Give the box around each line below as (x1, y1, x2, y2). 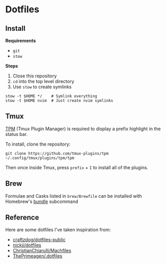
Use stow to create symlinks (12, 84, 72, 90)
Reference (5, 213, 39, 222)
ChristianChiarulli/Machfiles (12, 248, 72, 254)
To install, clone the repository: (5, 141, 71, 147)
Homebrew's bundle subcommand (5, 198, 78, 205)
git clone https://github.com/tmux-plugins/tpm (5, 151, 109, 156)
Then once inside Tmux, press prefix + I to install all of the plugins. (5, 164, 149, 170)
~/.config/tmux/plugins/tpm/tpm (5, 155, 74, 160)
